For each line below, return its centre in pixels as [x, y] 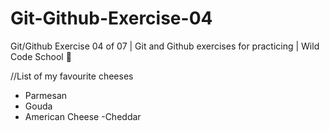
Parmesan [46, 95]
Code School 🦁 [41, 56]
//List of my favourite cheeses [72, 76]
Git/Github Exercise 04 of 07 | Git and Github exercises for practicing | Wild [165, 46]
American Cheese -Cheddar [83, 116]
